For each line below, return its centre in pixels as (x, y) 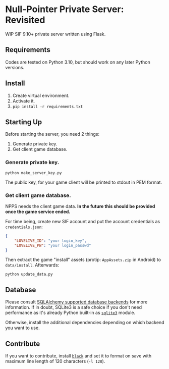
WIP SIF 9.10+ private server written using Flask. (55, 34)
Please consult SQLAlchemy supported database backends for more (76, 302)
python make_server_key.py (34, 173)
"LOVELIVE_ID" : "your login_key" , (50, 241)
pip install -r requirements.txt (48, 107)
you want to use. (22, 328)
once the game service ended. (38, 212)
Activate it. (24, 101)
